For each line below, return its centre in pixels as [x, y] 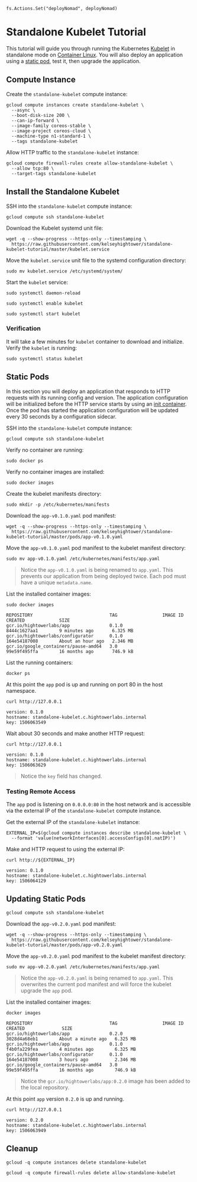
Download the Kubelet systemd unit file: [55, 228]
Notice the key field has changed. [61, 776]
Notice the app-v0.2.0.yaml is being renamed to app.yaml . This [97, 978]
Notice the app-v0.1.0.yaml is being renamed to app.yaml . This [97, 569]
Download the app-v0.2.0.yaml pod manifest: [61, 924]
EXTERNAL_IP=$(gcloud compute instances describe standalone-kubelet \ [96, 833]
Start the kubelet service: [37, 282]
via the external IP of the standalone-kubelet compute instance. [84, 810]
